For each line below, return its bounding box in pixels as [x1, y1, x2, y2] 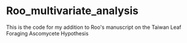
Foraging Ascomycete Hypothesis [6, 29, 89, 37]
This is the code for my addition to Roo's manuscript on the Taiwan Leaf [6, 24, 182, 31]
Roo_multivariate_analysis [6, 4, 139, 18]
